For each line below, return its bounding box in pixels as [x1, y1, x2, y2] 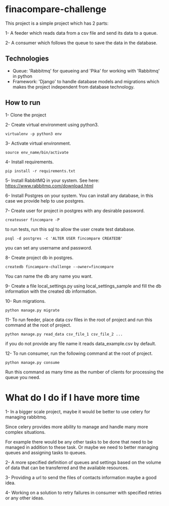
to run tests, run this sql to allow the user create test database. [5, 226, 135, 232]
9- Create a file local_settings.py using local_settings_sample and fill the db [5, 283, 161, 289]
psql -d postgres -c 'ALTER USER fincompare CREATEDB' [5, 236, 123, 241]
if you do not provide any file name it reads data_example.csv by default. [5, 340, 156, 346]
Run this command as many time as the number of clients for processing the [5, 369, 164, 375]
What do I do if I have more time [5, 392, 140, 403]
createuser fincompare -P [5, 217, 60, 222]
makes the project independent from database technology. [12, 84, 135, 90]
